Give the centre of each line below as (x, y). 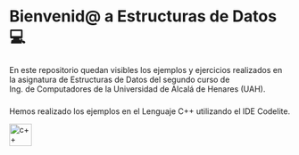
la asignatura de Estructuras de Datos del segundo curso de (120, 80)
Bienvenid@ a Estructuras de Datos (143, 16)
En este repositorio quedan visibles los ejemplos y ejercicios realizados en (146, 70)
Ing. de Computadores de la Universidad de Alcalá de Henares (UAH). (137, 89)
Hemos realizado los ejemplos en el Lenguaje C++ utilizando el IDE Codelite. (150, 111)
